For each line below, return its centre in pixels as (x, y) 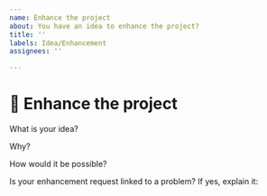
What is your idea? (44, 129)
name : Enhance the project (60, 18)
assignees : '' (36, 51)
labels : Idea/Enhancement (58, 43)
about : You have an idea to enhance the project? (105, 26)
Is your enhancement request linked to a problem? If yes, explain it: (134, 182)
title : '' (28, 34)
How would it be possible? (58, 164)
